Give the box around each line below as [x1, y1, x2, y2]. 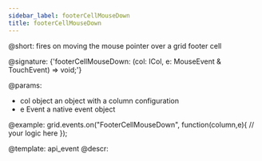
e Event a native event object [19, 104, 116, 114]
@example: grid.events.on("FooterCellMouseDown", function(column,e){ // [8, 120, 255, 129]
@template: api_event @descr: [8, 143, 109, 153]
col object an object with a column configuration [19, 96, 180, 105]
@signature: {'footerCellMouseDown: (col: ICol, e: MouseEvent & [8, 57, 222, 66]
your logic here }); [8, 128, 68, 138]
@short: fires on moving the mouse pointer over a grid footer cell [8, 41, 222, 50]
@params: [8, 80, 42, 90]
